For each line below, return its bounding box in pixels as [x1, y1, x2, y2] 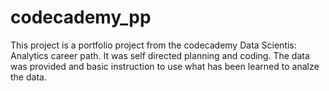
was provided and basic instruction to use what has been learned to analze [10, 60, 320, 72]
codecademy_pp [10, 6, 152, 29]
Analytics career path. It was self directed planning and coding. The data [10, 49, 310, 61]
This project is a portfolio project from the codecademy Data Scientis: [10, 39, 297, 51]
